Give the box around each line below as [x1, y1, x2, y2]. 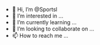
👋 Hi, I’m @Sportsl [12, 6, 58, 13]
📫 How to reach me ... [12, 32, 68, 39]
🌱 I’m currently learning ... [12, 19, 77, 26]
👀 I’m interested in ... [12, 12, 64, 19]
